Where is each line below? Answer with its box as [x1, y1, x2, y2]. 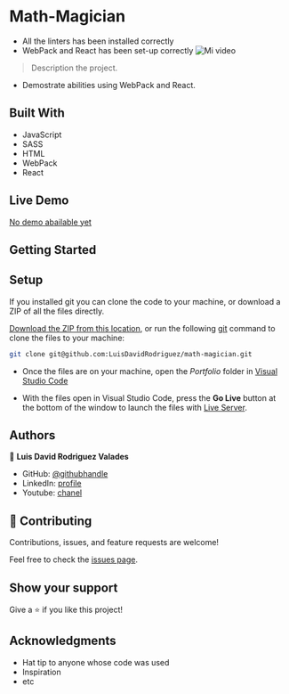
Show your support [9, 580, 118, 595]
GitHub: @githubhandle [21, 469, 108, 479]
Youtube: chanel [21, 487, 83, 498]
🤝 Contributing [9, 513, 92, 528]
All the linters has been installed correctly [21, 36, 174, 46]
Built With [9, 105, 65, 121]
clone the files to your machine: [9, 332, 125, 343]
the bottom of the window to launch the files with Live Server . [21, 402, 247, 412]
